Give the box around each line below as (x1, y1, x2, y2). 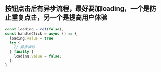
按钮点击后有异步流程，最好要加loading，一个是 (5, 4, 150, 13)
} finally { (9, 49, 34, 54)
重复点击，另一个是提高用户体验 (11, 14, 107, 22)
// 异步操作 (14, 45, 35, 50)
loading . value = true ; (9, 36, 55, 41)
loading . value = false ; (14, 54, 62, 59)
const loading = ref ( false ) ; (5, 27, 64, 31)
